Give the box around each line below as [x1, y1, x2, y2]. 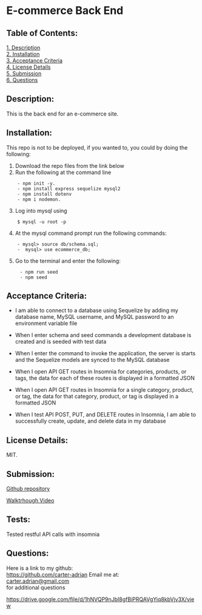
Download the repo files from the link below [15, 162, 124, 169]
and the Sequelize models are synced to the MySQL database [15, 356, 170, 364]
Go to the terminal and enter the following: [15, 257, 121, 265]
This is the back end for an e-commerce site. [6, 110, 119, 117]
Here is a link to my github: [6, 564, 73, 572]
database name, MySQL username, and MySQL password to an [15, 313, 174, 321]
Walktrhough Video [6, 497, 55, 504]
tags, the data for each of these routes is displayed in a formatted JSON [15, 375, 195, 382]
